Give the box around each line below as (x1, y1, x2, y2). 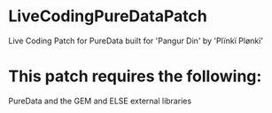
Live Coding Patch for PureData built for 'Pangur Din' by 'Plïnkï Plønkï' (8, 35, 263, 46)
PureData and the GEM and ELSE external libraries (8, 95, 192, 106)
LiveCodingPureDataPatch (8, 6, 207, 26)
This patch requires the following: (8, 66, 262, 87)
